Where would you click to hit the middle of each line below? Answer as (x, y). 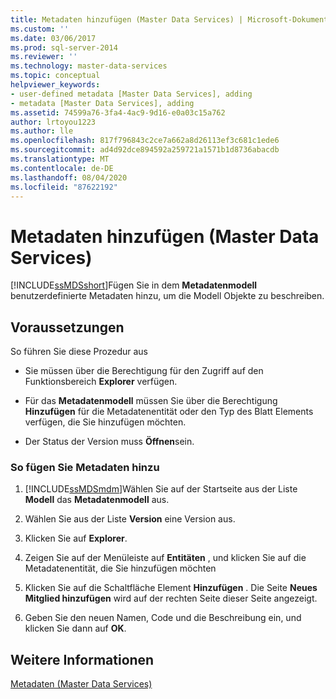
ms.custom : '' (40, 29)
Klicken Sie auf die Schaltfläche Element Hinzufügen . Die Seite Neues (171, 588)
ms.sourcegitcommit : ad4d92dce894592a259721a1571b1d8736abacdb (145, 150)
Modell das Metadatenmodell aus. (97, 500)
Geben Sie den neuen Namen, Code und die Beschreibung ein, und (163, 618)
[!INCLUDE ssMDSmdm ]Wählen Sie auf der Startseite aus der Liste (161, 489)
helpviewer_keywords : (55, 85)
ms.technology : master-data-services (89, 66)
